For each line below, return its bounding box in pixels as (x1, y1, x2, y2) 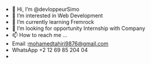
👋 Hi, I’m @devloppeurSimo (11, 6, 79, 13)
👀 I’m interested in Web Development (11, 12, 103, 19)
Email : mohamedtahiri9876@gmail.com (11, 40, 109, 47)
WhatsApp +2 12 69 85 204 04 (11, 47, 88, 53)
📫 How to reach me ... (11, 32, 67, 38)
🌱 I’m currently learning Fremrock (11, 19, 94, 25)
